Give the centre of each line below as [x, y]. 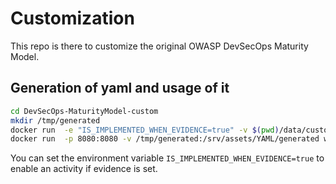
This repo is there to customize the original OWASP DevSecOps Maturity [159, 46]
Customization [72, 18]
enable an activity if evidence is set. [84, 169]
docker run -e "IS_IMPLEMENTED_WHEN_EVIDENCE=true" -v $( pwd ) [145, 130]
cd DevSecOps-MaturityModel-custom [84, 111]
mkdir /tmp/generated [55, 120]
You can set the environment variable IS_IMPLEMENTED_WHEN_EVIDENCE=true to [167, 158]
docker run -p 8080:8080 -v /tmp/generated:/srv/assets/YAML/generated [165, 139]
